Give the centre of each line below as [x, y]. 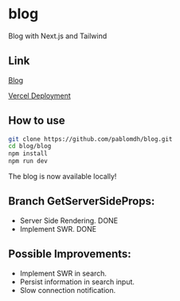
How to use [37, 121]
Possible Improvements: [70, 254]
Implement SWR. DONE [58, 229]
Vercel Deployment [40, 96]
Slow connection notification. [68, 290]
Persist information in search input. [77, 281]
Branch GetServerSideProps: [82, 201]
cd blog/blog [30, 147]
